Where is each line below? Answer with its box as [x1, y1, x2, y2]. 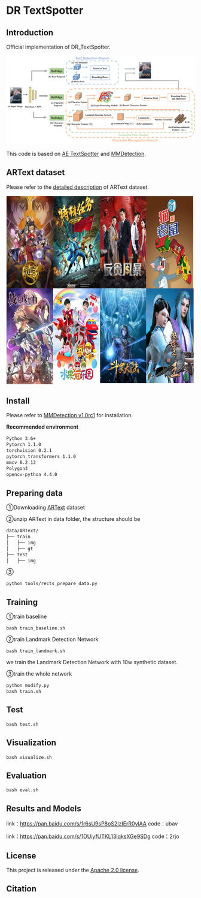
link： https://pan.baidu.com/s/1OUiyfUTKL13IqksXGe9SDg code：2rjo [6, 833, 179, 840]
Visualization [6, 738, 57, 748]
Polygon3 [6, 466, 28, 472]
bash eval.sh [6, 787, 39, 793]
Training [6, 597, 38, 607]
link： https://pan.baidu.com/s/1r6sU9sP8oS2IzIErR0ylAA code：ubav [6, 820, 178, 827]
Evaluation [6, 771, 47, 781]
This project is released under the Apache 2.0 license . [6, 867, 139, 874]
